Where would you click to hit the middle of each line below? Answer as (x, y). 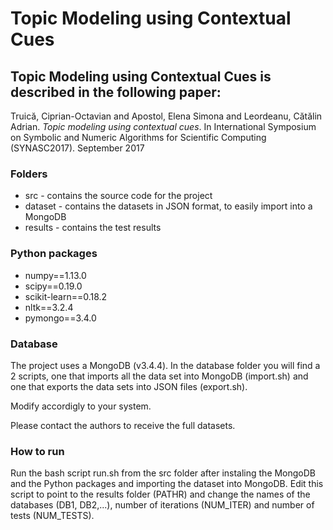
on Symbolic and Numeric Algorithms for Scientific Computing (138, 137)
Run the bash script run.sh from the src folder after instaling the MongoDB (163, 473)
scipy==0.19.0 (53, 286)
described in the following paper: (116, 92)
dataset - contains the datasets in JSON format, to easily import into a (168, 206)
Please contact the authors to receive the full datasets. (123, 425)
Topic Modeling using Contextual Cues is (141, 76)
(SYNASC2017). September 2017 (77, 148)
